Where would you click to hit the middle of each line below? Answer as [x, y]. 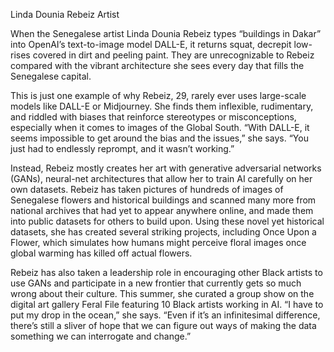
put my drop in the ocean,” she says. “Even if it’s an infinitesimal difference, [165, 315]
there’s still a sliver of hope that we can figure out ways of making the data [163, 325]
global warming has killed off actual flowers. [101, 253]
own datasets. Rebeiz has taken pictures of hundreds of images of [147, 189]
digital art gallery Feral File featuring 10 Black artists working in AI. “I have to [167, 304]
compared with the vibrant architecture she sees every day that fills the [157, 65]
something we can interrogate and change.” [101, 336]
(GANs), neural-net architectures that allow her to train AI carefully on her [161, 178]
